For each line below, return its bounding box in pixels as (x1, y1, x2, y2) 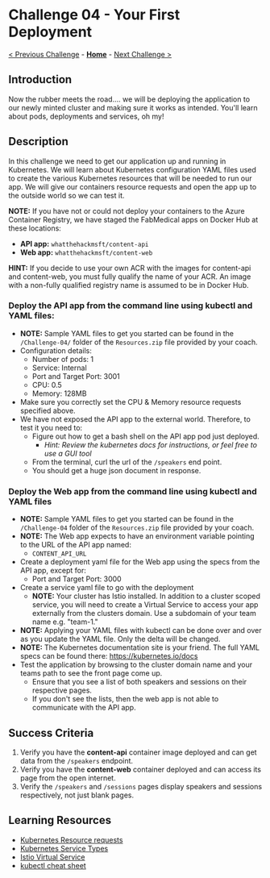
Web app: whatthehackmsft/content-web (19, 248, 153, 257)
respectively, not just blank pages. (19, 790, 135, 800)
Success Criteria (8, 726, 94, 739)
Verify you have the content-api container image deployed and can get (19, 747, 257, 757)
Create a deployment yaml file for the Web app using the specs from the (19, 557, 260, 567)
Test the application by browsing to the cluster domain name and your (19, 660, 252, 670)
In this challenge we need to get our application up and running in (8, 156, 226, 166)
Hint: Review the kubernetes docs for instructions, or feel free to (44, 439, 258, 449)
